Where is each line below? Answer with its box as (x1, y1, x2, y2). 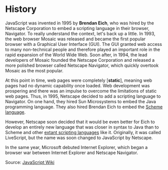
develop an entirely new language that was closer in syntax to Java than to (5, 124, 159, 130)
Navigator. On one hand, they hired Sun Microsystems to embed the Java (5, 98, 156, 104)
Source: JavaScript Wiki (5, 159, 55, 165)
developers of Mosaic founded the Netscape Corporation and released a (5, 57, 155, 63)
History (5, 3, 37, 15)
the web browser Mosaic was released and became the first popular (5, 36, 146, 42)
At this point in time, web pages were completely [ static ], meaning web (5, 77, 152, 83)
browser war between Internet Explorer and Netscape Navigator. (5, 150, 138, 156)
